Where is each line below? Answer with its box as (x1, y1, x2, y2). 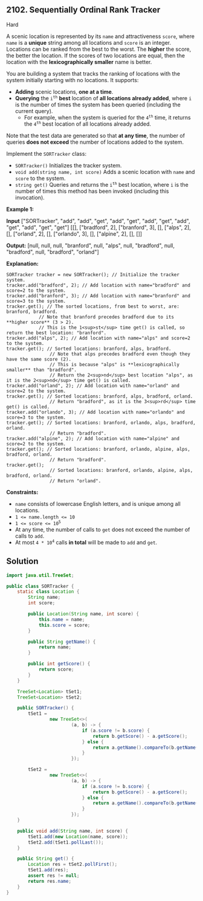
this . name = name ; (38, 616, 85, 622)
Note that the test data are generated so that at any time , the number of (6, 132, 185, 139)
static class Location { (17, 589, 80, 595)
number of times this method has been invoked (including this (14, 187, 169, 195)
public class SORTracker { (6, 583, 74, 589)
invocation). (14, 193, 45, 201)
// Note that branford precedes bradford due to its (38, 314, 174, 320)
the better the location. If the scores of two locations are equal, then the (6, 51, 185, 59)
